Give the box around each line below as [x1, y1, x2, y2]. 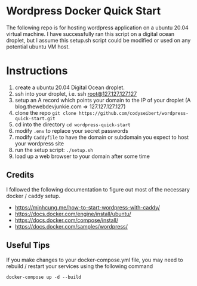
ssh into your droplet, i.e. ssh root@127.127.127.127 [14, 90, 137, 97]
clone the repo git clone [14, 109, 76, 116]
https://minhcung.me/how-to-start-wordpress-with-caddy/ [14, 203, 160, 211]
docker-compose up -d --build [6, 274, 82, 280]
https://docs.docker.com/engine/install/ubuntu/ [14, 210, 131, 217]
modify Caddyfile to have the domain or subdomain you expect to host [14, 133, 189, 141]
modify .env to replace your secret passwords [14, 127, 128, 134]
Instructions [6, 64, 68, 78]
